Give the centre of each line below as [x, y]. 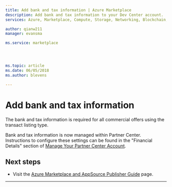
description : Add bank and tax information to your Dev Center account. [84, 15]
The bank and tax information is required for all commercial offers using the [85, 119]
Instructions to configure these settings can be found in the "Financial [79, 140]
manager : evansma [24, 34]
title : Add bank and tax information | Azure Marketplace [68, 10]
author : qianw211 [24, 29]
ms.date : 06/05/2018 [27, 70]
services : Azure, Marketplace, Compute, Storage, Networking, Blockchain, [87, 20]
